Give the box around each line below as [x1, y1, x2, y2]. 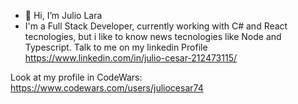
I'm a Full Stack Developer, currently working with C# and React [24, 20, 288, 32]
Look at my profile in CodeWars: [10, 71, 143, 83]
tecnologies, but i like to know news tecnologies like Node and [24, 31, 282, 42]
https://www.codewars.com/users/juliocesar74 [10, 82, 204, 94]
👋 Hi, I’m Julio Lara [24, 10, 103, 21]
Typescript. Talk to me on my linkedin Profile [24, 41, 208, 53]
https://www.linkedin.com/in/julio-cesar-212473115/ [24, 52, 238, 64]
